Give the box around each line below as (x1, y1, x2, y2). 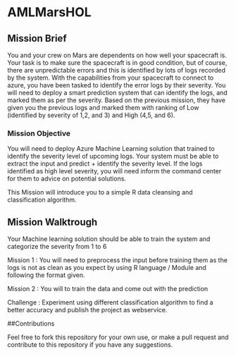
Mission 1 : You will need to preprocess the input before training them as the (7, 256, 228, 264)
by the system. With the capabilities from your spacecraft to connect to (7, 73, 214, 82)
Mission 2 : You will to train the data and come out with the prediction (7, 285, 209, 293)
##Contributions (7, 319, 55, 328)
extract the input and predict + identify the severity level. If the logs (7, 159, 203, 168)
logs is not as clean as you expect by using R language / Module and (7, 264, 206, 272)
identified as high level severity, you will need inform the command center (7, 167, 222, 176)
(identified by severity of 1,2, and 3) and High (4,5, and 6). (7, 111, 175, 119)
